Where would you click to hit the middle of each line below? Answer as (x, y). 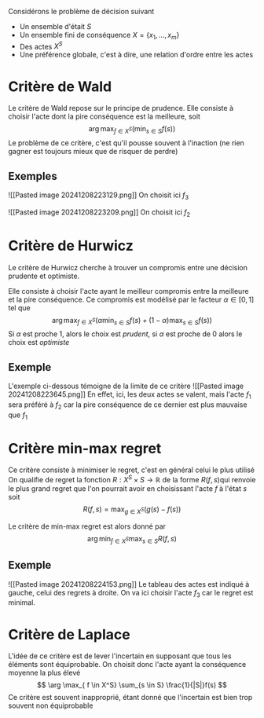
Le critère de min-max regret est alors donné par (87, 526)
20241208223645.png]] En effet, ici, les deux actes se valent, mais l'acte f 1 (130, 395)
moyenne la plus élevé (44, 673)
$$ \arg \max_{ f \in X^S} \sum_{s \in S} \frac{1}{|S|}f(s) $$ (132, 685)
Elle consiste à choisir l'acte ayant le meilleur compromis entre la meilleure (128, 291)
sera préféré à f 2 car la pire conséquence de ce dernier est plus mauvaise (128, 405)
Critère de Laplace (70, 634)
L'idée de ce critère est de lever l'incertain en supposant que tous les (120, 656)
